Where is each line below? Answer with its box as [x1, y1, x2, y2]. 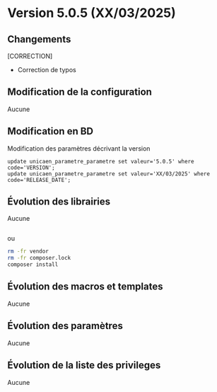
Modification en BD [7, 125, 94, 137]
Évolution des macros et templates [7, 281, 163, 293]
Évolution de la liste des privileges [7, 359, 161, 371]
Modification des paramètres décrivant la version [7, 144, 151, 153]
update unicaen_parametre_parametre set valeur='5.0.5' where [7, 158, 194, 165]
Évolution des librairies [7, 196, 111, 208]
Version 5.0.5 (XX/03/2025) [7, 5, 177, 21]
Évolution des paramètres [7, 320, 124, 332]
